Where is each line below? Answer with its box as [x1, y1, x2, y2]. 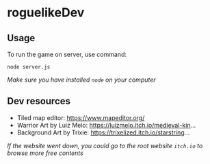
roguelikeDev [7, 5, 85, 21]
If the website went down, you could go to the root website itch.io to [7, 141, 203, 150]
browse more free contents [7, 149, 83, 157]
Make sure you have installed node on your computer [7, 75, 156, 84]
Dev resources [7, 95, 70, 107]
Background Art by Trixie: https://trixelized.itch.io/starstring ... [16, 128, 190, 137]
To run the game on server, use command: [7, 50, 127, 58]
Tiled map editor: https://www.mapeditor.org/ [16, 113, 145, 121]
